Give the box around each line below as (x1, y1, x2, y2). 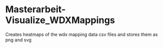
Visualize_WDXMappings (5, 14, 115, 26)
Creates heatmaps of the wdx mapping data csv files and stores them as (5, 31, 158, 37)
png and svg (5, 37, 32, 43)
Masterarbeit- (5, 4, 66, 15)
